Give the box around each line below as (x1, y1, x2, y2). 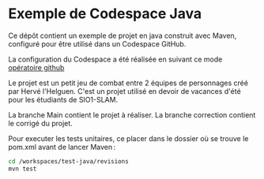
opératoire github (8, 62, 65, 72)
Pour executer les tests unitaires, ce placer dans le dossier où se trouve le (8, 133, 249, 143)
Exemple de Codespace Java (8, 5, 202, 23)
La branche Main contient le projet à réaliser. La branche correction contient (8, 110, 256, 119)
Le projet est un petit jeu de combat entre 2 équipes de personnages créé (8, 78, 249, 88)
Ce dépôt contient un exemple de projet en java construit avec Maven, (8, 31, 237, 40)
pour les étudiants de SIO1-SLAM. (8, 95, 119, 104)
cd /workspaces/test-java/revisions (8, 157, 129, 166)
